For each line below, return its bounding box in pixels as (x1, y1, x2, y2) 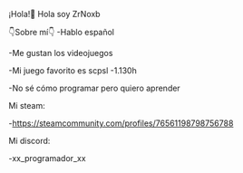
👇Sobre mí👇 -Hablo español (8, 27, 115, 37)
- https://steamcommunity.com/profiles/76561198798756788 (8, 118, 234, 129)
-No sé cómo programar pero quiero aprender (8, 82, 180, 93)
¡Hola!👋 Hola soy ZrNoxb (8, 9, 101, 19)
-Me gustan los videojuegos (8, 48, 113, 58)
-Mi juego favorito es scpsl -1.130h (8, 65, 137, 76)
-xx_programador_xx (8, 153, 87, 163)
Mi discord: (8, 136, 51, 146)
